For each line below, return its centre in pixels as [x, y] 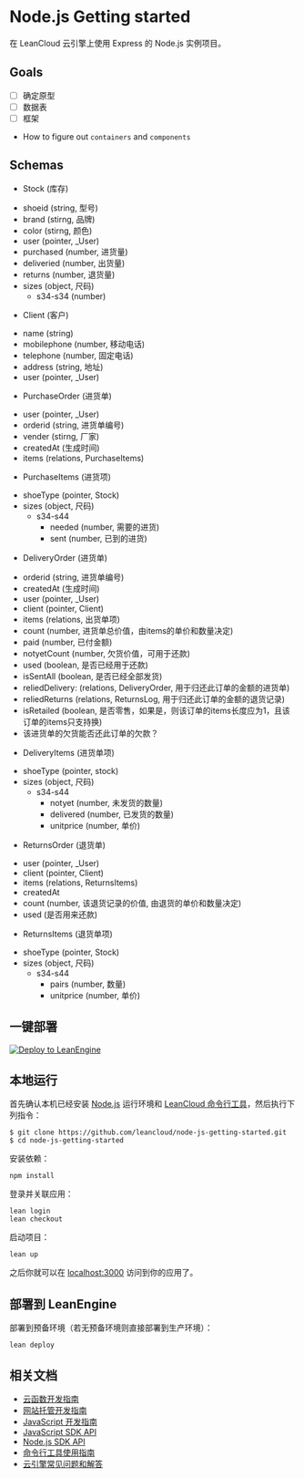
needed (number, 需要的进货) [105, 527]
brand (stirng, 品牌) [59, 219]
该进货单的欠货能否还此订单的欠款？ [91, 733]
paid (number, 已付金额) [67, 642]
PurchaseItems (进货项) [67, 477]
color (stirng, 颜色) [57, 231]
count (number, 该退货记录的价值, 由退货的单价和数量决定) [132, 903]
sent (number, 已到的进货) [98, 538]
